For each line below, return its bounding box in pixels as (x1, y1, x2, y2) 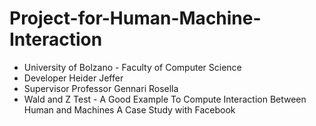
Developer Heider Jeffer (23, 72, 124, 84)
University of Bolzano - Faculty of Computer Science (23, 61, 242, 73)
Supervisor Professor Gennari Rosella (23, 82, 179, 94)
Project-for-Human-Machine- (9, 7, 262, 30)
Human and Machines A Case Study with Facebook (23, 103, 236, 116)
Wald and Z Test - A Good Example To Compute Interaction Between (23, 93, 307, 105)
